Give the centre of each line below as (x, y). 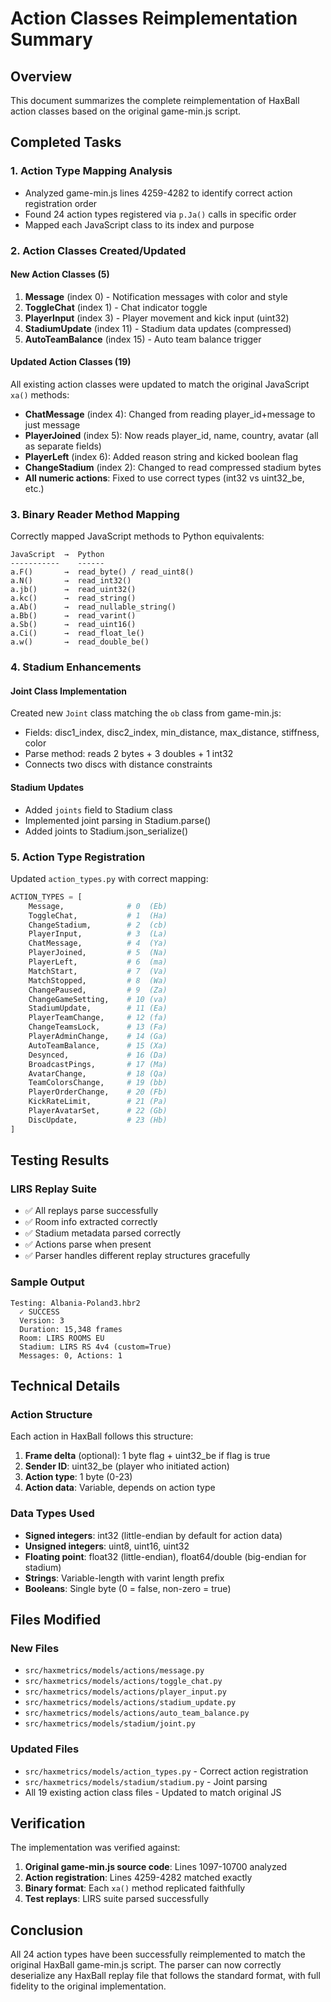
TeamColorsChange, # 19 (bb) (98, 1083)
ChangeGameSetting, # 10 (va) (98, 999)
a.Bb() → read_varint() (73, 616)
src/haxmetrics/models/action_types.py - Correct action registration (166, 1771)
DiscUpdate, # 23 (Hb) (98, 1120)
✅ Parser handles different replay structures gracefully (137, 1256)
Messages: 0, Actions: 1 (71, 1355)
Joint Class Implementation (69, 691)
